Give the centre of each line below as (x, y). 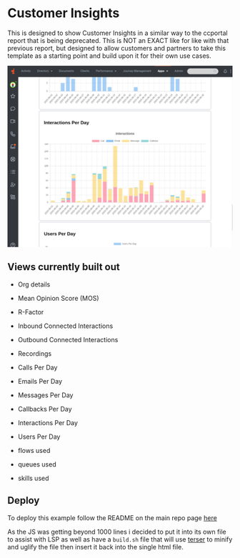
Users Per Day (39, 437)
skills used (33, 478)
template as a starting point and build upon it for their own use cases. (110, 56)
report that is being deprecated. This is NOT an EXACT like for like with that (118, 40)
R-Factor (31, 312)
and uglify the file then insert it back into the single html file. (95, 547)
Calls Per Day (37, 367)
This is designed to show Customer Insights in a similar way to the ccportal (117, 33)
